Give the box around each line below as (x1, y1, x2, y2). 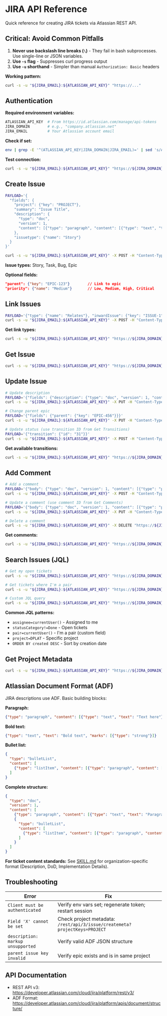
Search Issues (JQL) (5, 555, 70, 564)
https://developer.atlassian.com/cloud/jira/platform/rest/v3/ (12, 990, 134, 996)
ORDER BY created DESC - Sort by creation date (12, 641, 107, 647)
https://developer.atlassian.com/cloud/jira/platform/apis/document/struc (12, 1000, 161, 1006)
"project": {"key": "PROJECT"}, (14, 202, 81, 207)
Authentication (5, 97, 53, 105)
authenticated (7, 907, 41, 913)
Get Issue (5, 350, 35, 358)
